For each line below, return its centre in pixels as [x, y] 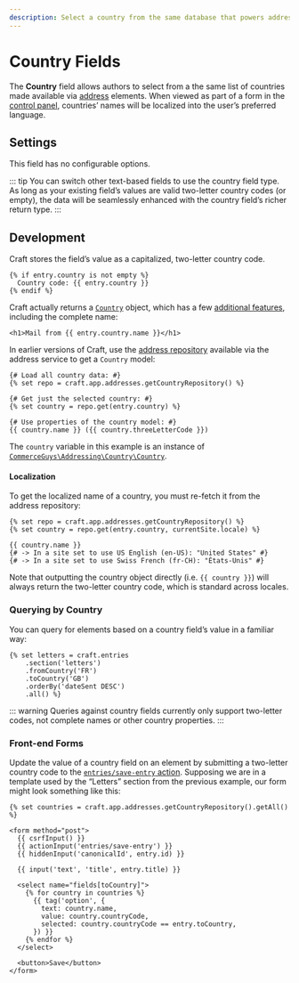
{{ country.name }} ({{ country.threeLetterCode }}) [109, 430]
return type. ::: [36, 209]
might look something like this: [65, 791]
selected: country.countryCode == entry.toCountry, [139, 924]
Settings [33, 142]
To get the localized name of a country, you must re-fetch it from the [135, 496]
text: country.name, [79, 908]
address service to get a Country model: [82, 359]
